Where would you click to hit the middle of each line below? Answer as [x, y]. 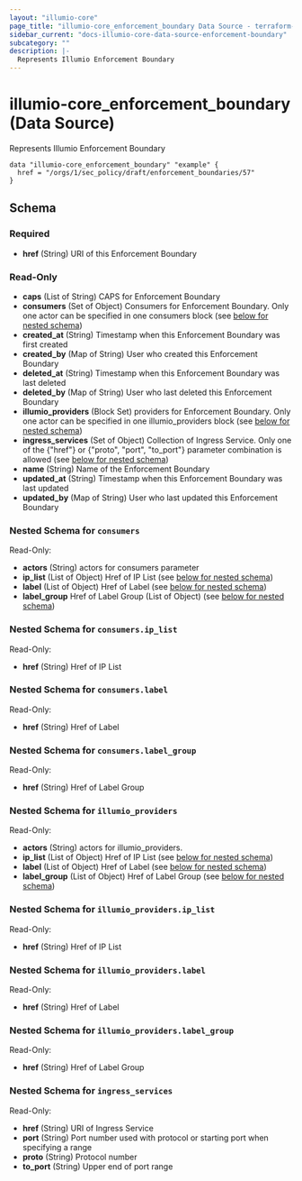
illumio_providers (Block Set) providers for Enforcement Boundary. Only [156, 411]
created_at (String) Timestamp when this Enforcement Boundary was [151, 334]
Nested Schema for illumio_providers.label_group [122, 1030]
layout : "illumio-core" [54, 18]
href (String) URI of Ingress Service [88, 1128]
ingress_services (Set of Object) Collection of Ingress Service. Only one [157, 440]
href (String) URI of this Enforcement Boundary [110, 253]
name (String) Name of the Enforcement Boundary [116, 469]
